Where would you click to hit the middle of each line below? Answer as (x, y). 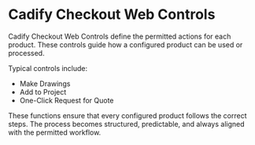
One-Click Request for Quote (67, 100)
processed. (26, 53)
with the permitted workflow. (55, 132)
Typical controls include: (48, 68)
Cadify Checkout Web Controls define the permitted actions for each (120, 36)
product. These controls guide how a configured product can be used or (126, 44)
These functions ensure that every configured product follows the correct (128, 115)
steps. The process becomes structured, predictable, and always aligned (126, 124)
